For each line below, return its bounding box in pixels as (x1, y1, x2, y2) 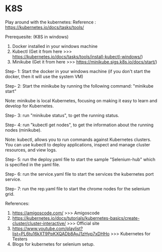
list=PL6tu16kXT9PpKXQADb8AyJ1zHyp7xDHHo (12, 230, 110, 236)
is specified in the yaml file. (5, 161, 60, 167)
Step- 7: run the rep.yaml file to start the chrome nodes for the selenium (5, 185, 150, 191)
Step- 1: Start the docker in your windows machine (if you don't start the (5, 68, 151, 74)
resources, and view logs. (5, 147, 57, 153)
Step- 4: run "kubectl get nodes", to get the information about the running (5, 122, 154, 128)
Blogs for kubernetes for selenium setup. (12, 241, 95, 247)
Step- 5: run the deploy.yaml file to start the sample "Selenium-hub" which (5, 156, 156, 162)
